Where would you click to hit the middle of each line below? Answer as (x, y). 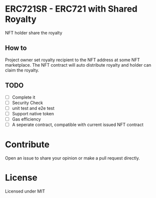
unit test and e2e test (33, 108)
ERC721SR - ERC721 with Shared (71, 9)
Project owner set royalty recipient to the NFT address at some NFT (73, 60)
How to (16, 48)
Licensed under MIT (25, 191)
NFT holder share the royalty (34, 33)
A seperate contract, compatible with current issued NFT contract (78, 125)
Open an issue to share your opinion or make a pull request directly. (72, 158)
